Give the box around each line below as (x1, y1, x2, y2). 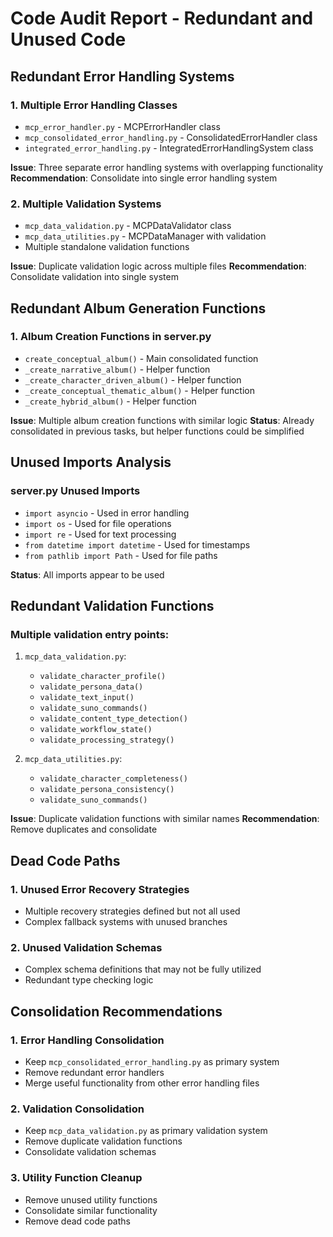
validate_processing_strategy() (39, 735, 175, 746)
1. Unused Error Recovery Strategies (10, 882, 190, 896)
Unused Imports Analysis (10, 454, 172, 471)
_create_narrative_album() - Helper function (24, 363, 211, 375)
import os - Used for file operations (24, 517, 172, 529)
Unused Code (10, 28, 127, 51)
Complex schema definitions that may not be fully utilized (24, 963, 262, 976)
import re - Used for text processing (24, 528, 177, 540)
